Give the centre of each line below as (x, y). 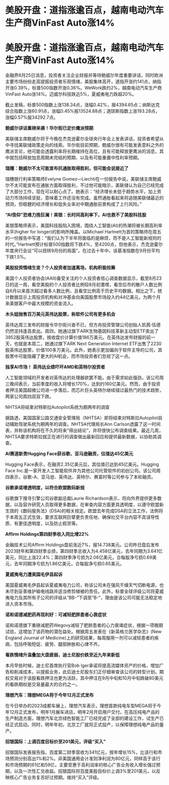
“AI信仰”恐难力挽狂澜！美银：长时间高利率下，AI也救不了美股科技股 (76, 215)
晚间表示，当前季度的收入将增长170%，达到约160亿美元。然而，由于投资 (85, 384)
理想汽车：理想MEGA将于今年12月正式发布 (50, 695)
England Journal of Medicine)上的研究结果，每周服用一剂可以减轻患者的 (80, 638)
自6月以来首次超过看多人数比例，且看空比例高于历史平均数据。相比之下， (81, 291)
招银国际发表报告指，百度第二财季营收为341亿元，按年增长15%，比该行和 (81, 752)
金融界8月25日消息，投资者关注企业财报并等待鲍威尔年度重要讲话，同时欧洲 (84, 75)
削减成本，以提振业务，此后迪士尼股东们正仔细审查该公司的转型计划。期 (89, 672)
